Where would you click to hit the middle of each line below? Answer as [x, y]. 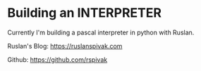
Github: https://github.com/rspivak [57, 59]
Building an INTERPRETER [85, 13]
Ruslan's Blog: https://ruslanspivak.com [65, 46]
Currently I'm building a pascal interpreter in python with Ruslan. [101, 32]
